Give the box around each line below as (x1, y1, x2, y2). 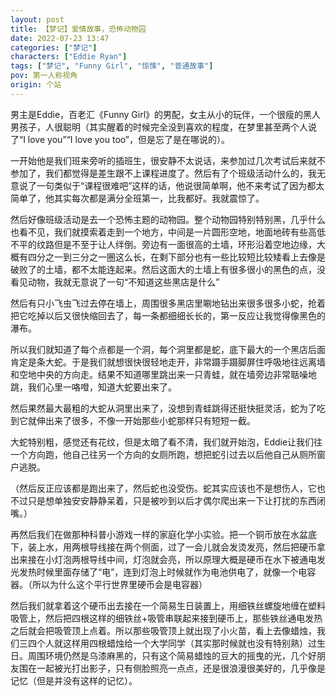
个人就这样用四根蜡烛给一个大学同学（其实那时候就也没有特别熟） (36, 637, 308, 649)
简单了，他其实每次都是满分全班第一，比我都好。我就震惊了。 (10, 192, 265, 204)
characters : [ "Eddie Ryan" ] (10, 52, 128, 62)
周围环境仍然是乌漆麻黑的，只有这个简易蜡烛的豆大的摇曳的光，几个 (27, 649, 308, 661)
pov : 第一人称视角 (10, 71, 78, 81)
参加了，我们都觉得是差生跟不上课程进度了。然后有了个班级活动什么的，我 (10, 167, 317, 179)
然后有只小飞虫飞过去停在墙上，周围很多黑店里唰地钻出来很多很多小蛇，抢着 (10, 297, 326, 309)
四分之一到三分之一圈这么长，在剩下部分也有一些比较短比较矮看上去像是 (27, 251, 326, 263)
